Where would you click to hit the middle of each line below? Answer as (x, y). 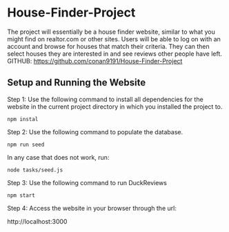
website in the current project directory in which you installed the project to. (115, 106)
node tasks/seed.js (35, 170)
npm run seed (26, 145)
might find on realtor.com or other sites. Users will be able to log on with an (114, 39)
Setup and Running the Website (77, 83)
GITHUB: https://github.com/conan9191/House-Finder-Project (95, 61)
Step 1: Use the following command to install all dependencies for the (105, 99)
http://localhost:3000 (37, 221)
